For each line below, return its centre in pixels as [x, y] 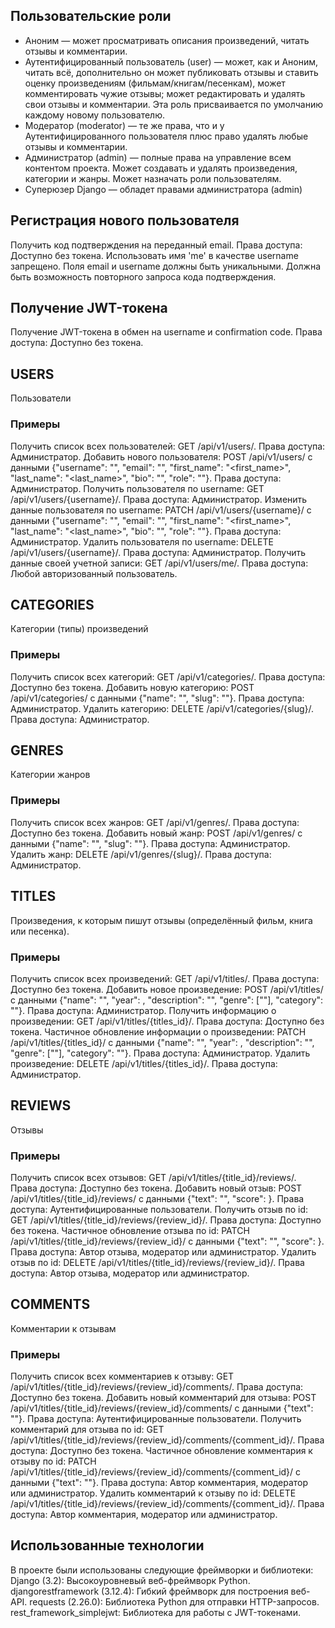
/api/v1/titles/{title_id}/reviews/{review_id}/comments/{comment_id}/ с [156, 1472]
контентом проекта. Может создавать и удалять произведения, [161, 168]
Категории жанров [50, 775]
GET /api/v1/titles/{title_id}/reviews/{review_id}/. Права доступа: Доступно [166, 1220]
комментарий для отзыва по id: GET [87, 1430]
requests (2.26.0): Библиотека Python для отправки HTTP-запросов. [174, 1601]
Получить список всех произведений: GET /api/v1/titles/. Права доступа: [165, 978]
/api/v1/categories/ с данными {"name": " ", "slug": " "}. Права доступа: [157, 698]
